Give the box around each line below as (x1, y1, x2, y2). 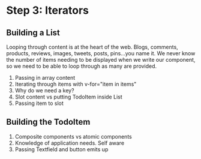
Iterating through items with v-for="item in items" (14, 80, 137, 88)
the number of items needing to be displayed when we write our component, (6, 56, 196, 63)
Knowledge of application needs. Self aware (14, 139, 125, 146)
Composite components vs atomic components (14, 133, 132, 140)
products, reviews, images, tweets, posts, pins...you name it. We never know (6, 50, 196, 57)
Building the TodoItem (6, 117, 91, 127)
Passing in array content (14, 74, 76, 81)
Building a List (6, 28, 60, 38)
